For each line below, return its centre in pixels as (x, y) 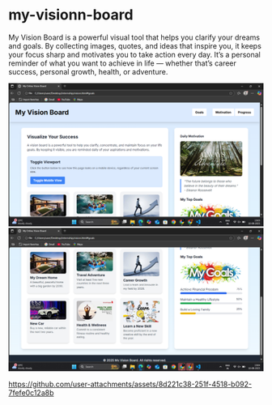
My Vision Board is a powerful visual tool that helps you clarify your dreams (134, 37)
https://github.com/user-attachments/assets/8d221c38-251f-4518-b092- (130, 384)
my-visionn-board (71, 15)
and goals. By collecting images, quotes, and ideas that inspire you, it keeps (135, 45)
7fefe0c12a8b (31, 392)
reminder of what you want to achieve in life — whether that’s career (123, 63)
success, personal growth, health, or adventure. (88, 71)
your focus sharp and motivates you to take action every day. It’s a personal (134, 54)
